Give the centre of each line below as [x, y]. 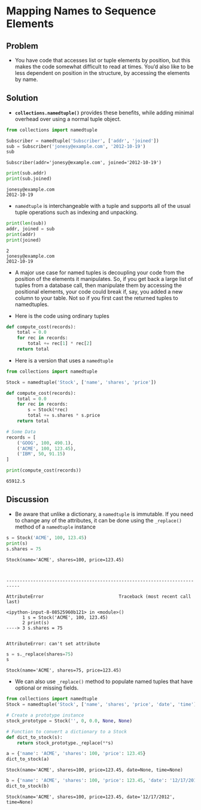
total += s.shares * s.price [64, 415]
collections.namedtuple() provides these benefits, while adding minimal [104, 113]
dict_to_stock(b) [28, 786]
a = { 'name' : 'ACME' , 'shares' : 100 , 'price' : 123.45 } [76, 754]
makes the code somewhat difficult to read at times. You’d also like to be [104, 67]
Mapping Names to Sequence [81, 11]
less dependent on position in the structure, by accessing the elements [102, 73]
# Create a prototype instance [45, 715]
